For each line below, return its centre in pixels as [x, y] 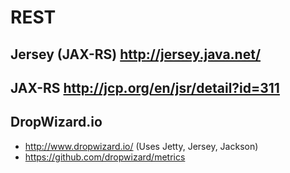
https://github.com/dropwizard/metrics [105, 157]
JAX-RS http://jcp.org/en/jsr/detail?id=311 [145, 87]
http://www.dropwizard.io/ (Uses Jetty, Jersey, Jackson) [141, 146]
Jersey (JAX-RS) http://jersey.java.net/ [136, 54]
